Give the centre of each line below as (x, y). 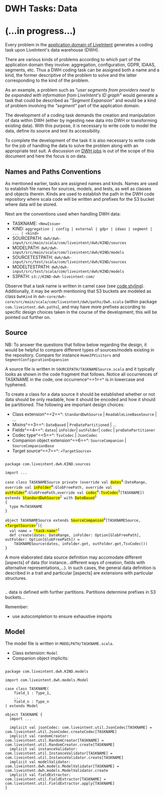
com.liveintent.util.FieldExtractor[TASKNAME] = (56, 779)
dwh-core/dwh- (52, 297)
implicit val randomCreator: (39, 736)
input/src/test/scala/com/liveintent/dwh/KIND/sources (69, 262)
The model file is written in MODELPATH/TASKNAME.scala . (59, 643)
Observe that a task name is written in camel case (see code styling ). (75, 286)
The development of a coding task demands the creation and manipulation (80, 115)
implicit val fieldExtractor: (40, 775)
